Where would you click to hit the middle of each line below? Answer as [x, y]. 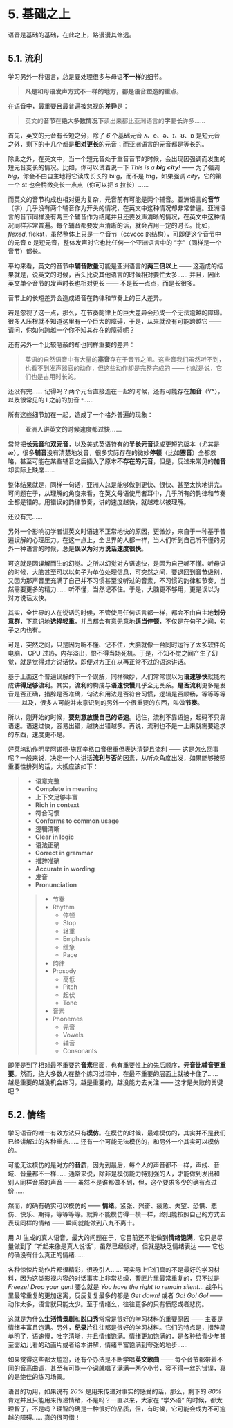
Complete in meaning [67, 788]
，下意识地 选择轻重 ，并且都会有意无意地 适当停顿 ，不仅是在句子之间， [120, 621]
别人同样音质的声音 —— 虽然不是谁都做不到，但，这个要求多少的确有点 [110, 1182]
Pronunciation [56, 884]
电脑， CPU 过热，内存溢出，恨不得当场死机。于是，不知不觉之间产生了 [110, 653]
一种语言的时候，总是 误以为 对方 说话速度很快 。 [80, 548]
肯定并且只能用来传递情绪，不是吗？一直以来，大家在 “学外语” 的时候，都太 [115, 1400]
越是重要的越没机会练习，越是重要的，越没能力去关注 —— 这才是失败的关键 [115, 1082]
